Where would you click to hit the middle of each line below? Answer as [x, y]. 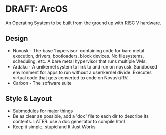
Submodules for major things [43, 111]
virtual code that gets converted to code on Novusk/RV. [70, 77]
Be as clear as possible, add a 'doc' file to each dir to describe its [81, 116]
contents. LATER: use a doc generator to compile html [69, 121]
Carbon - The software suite [42, 83]
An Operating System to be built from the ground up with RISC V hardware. [84, 23]
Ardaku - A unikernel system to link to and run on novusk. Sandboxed [85, 66]
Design [17, 39]
